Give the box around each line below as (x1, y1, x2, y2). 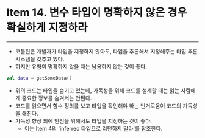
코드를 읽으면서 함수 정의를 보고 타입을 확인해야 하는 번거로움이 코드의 (15, 102, 182, 109)
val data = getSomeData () (6, 75, 72, 81)
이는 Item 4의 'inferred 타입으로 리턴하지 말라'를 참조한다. (24, 125, 163, 132)
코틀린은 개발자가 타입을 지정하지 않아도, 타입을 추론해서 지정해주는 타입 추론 (15, 47, 198, 55)
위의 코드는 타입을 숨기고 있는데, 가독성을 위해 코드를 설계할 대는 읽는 (15, 86, 180, 94)
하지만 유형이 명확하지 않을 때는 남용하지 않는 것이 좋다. (15, 63, 148, 70)
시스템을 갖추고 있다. (15, 55, 65, 63)
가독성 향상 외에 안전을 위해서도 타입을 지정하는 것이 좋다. (15, 117, 153, 125)
